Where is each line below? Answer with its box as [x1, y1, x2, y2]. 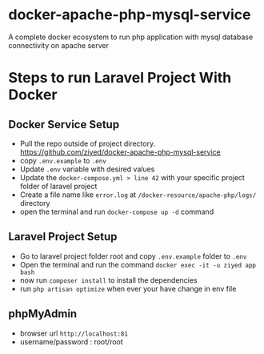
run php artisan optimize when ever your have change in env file [19, 284, 237, 293]
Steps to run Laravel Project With [8, 69, 232, 87]
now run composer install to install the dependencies [19, 275, 198, 285]
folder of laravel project [19, 181, 98, 191]
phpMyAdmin [8, 307, 78, 321]
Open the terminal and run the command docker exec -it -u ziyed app [19, 259, 256, 269]
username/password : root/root [19, 336, 124, 346]
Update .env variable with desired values [19, 164, 155, 174]
